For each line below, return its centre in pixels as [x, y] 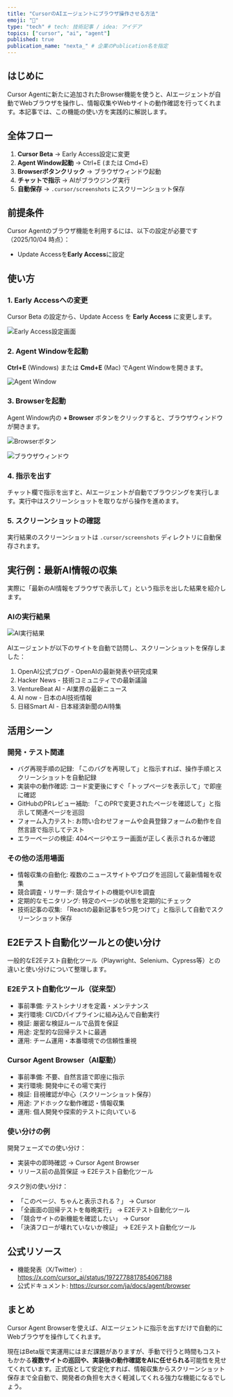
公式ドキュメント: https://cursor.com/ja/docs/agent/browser [104, 1285]
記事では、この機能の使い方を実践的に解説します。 [98, 112]
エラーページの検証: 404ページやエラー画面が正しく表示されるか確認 [116, 838]
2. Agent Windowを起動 [48, 352]
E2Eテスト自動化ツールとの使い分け [84, 942]
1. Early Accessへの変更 [48, 300]
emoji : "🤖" [23, 20]
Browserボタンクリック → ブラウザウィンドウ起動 [89, 171]
